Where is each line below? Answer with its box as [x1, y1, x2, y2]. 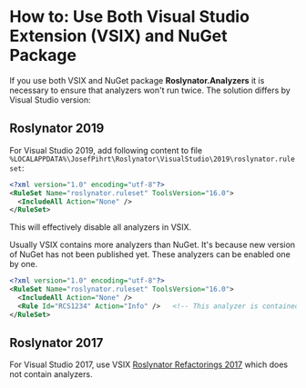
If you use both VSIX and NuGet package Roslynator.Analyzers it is [9, 75, 265, 85]
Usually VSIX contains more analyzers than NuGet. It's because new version [9, 239, 296, 251]
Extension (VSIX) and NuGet [9, 25, 228, 46]
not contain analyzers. [9, 369, 93, 380]
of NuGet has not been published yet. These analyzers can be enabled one [9, 249, 291, 260]
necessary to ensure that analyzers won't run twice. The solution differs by [9, 85, 291, 95]
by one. [9, 259, 38, 270]
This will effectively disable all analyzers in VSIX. [9, 222, 192, 233]
